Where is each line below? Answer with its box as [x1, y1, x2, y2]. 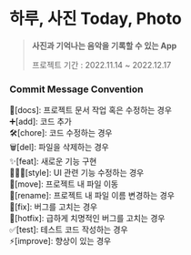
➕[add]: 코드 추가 [9, 116, 73, 127]
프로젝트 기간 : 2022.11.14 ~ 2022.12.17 [31, 59, 172, 70]
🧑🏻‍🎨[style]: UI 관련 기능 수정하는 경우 [9, 168, 145, 178]
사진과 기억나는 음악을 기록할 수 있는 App [31, 40, 177, 51]
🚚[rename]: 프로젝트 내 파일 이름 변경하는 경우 [9, 190, 176, 201]
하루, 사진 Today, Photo [9, 8, 182, 29]
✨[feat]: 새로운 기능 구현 [9, 156, 97, 167]
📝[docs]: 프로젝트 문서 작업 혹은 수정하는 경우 [9, 105, 173, 116]
